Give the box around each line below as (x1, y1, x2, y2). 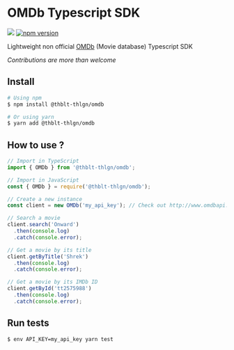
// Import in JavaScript (7, 176, 79, 184)
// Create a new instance (7, 196, 82, 202)
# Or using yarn (7, 113, 54, 120)
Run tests (7, 317, 49, 329)
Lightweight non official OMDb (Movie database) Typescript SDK (7, 42, 193, 50)
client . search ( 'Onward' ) (7, 221, 79, 228)
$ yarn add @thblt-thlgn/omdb (7, 120, 95, 127)
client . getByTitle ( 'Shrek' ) (7, 253, 89, 260)
